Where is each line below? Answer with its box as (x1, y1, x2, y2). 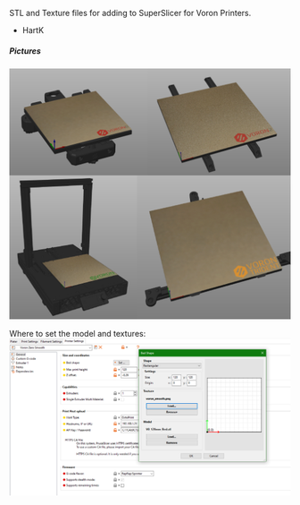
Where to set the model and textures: (9, 328, 146, 338)
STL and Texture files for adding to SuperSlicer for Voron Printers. (9, 8, 252, 18)
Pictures (9, 45, 42, 56)
